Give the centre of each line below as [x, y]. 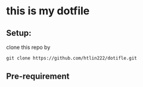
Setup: [19, 33]
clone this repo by [28, 47]
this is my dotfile [48, 11]
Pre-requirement [38, 77]
